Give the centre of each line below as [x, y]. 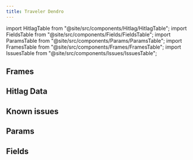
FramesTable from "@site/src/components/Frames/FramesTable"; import [94, 47]
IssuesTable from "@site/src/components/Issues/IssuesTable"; [82, 53]
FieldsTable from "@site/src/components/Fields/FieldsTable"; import [88, 34]
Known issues [32, 111]
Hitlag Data [27, 91]
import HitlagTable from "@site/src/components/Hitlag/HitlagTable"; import [96, 28]
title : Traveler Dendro [35, 11]
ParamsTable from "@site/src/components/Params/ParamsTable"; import [94, 40]
